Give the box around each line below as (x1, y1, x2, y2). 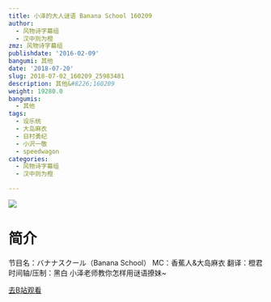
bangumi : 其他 (8, 57, 54, 66)
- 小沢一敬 (15, 139, 48, 148)
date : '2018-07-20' (8, 65, 74, 73)
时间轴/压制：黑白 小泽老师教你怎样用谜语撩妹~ (8, 268, 167, 278)
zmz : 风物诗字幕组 (8, 42, 63, 50)
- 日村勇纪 (15, 132, 48, 140)
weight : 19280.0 (8, 87, 63, 96)
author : (8, 19, 35, 28)
